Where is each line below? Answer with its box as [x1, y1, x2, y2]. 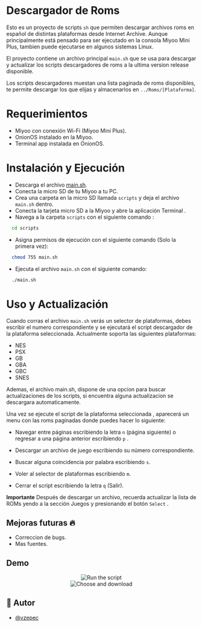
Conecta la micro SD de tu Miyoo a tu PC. [14, 187, 119, 194]
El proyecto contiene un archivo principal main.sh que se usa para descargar [6, 55, 197, 62]
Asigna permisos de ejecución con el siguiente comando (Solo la [14, 236, 176, 243]
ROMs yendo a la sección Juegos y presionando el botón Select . [6, 500, 169, 508]
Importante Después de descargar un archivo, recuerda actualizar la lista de [6, 494, 197, 501]
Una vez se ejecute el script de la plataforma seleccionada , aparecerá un [6, 410, 189, 418]
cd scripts [11, 225, 39, 231]
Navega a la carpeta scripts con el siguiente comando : [14, 213, 154, 221]
